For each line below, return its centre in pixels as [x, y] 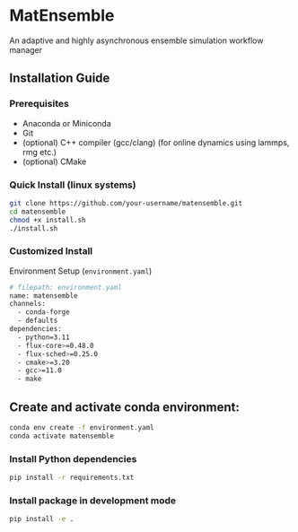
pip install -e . [42, 519]
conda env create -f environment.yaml [82, 428]
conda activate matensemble [62, 436]
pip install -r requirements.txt [72, 478]
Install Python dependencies [73, 458]
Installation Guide [60, 78]
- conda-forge [44, 312]
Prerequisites [39, 104]
